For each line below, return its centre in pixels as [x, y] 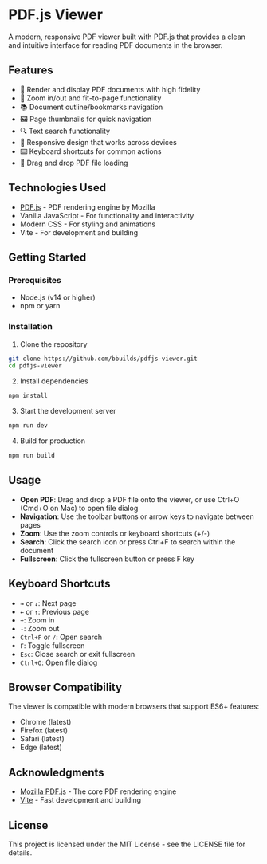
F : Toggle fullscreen [52, 645]
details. [20, 852]
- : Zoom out [39, 628]
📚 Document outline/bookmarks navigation [91, 107]
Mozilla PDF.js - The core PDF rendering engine [98, 791]
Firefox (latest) [44, 730]
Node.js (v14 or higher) [57, 297]
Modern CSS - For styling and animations [88, 224]
